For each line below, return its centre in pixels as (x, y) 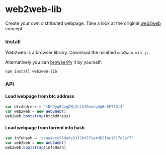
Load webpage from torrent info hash (45, 127)
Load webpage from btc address (40, 96)
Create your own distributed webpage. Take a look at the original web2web (83, 23)
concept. (15, 28)
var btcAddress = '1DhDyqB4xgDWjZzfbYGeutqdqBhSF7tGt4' (65, 107)
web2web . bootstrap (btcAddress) (38, 116)
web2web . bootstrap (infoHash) (36, 147)
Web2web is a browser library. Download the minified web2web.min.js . (77, 53)
